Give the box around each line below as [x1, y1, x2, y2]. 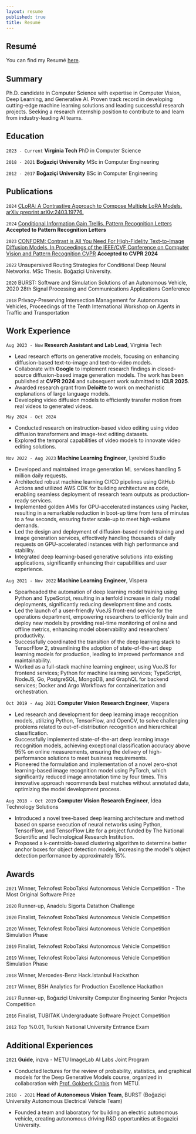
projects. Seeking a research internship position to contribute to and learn [6, 108, 185, 115]
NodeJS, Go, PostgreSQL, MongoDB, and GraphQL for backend [14, 676, 169, 683]
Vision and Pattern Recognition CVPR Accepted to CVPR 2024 [6, 250, 158, 257]
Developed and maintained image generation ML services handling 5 [14, 466, 181, 473]
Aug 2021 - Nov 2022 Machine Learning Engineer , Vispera [6, 577, 148, 584]
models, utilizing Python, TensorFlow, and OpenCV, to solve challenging [14, 717, 189, 724]
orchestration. [14, 688, 49, 696]
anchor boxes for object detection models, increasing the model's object [14, 846, 191, 853]
